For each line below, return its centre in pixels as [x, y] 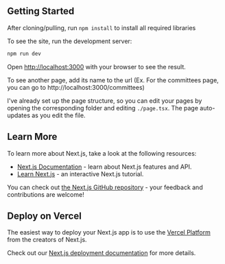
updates [19, 115]
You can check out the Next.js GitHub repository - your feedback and [105, 187]
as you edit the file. [59, 115]
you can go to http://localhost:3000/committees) [76, 87]
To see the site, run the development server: [70, 41]
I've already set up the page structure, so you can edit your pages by [105, 100]
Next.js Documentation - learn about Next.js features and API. [104, 167]
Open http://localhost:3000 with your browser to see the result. [97, 67]
